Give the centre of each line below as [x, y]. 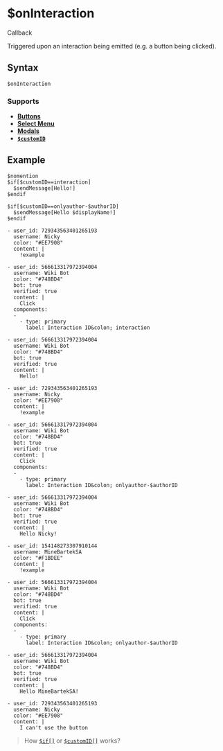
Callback [20, 33]
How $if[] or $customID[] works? [72, 741]
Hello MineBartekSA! [49, 691]
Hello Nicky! [38, 533]
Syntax [23, 68]
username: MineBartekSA [47, 552]
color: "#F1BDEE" [38, 558]
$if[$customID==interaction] [49, 182]
